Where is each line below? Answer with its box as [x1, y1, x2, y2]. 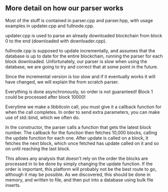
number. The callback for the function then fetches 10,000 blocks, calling [5, 130, 157, 136]
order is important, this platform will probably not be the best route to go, [5, 166, 157, 172]
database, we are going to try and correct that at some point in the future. [5, 63, 158, 70]
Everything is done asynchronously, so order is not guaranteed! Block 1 [5, 88, 153, 95]
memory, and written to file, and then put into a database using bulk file [5, 176, 154, 183]
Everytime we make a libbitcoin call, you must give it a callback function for [5, 103, 162, 110]
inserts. [5, 182, 21, 188]
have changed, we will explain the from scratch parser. [5, 79, 119, 85]
